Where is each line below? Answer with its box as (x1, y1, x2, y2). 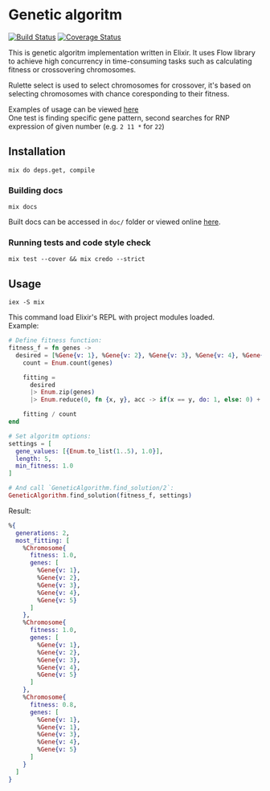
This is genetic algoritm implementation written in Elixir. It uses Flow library (8, 47, 256, 57)
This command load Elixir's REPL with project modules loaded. (8, 312, 215, 322)
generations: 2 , (15, 528, 70, 537)
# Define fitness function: (8, 336, 103, 345)
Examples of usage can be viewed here (8, 104, 139, 114)
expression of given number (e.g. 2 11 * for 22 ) (8, 121, 165, 131)
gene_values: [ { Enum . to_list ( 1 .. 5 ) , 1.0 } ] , (15, 447, 164, 455)
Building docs (8, 185, 63, 196)
